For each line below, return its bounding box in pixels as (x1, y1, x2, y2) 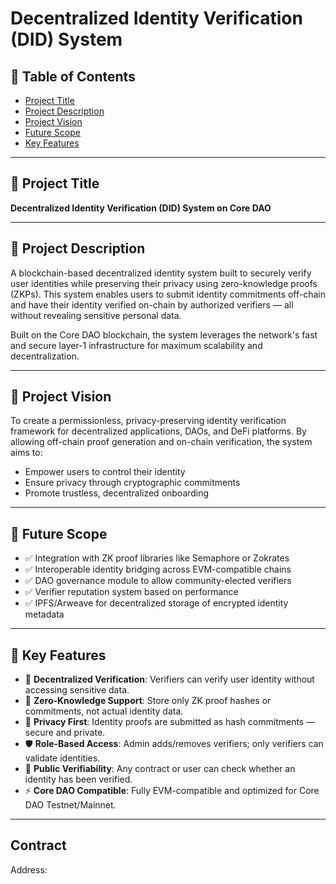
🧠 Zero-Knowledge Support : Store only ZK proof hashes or (24, 695, 272, 707)
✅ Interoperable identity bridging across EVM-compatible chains (24, 563, 292, 576)
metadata (24, 608, 65, 621)
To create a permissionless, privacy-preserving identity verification (10, 415, 287, 427)
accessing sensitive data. (24, 684, 130, 696)
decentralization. (10, 350, 80, 362)
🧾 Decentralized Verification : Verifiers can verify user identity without (24, 673, 315, 686)
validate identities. (24, 752, 101, 764)
